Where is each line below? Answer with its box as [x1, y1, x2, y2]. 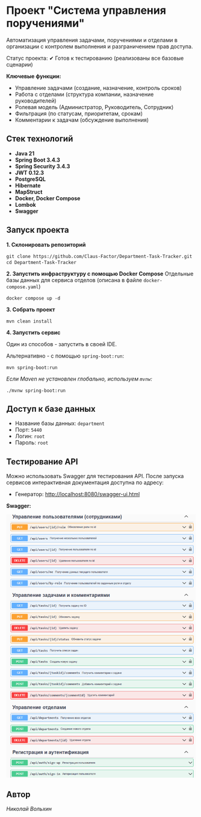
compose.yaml [6, 284, 39, 290]
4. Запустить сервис [6, 329, 61, 336]
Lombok [14, 201, 36, 208]
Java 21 [14, 150, 35, 157]
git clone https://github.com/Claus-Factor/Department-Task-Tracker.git [6, 253, 193, 259]
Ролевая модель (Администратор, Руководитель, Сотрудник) [14, 103, 174, 110]
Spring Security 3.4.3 [14, 162, 70, 169]
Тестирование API [6, 456, 78, 467]
